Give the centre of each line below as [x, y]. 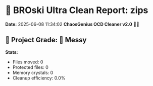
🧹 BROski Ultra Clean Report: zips [77, 10]
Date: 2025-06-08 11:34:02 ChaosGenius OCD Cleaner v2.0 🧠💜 [72, 24]
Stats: [12, 52]
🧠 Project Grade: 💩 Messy [46, 40]
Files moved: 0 [28, 62]
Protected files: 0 [31, 67]
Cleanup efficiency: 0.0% [39, 78]
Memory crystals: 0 [33, 72]
